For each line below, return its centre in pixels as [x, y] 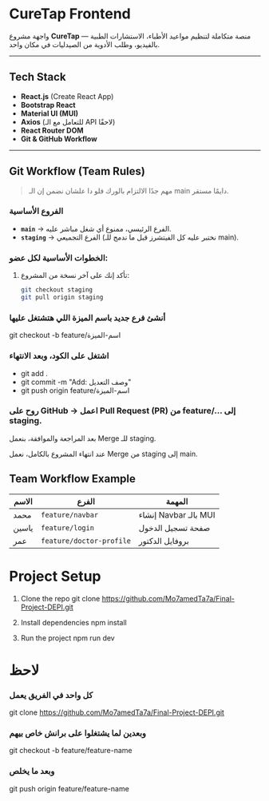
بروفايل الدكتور [164, 541]
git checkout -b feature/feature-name [71, 751]
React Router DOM [52, 130]
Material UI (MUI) [49, 113]
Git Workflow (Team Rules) [77, 171]
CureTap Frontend [70, 14]
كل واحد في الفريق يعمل [51, 695]
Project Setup [55, 576]
